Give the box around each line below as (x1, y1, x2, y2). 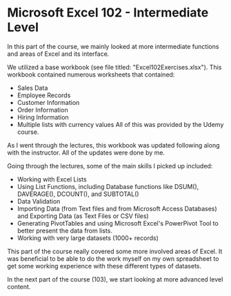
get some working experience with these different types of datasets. (7, 262, 202, 270)
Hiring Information (17, 112, 69, 121)
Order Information (17, 106, 68, 114)
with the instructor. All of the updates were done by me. (7, 148, 165, 157)
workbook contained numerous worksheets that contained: (7, 70, 175, 79)
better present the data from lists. (17, 226, 112, 235)
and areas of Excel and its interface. (7, 50, 110, 58)
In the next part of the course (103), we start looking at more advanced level (7, 275, 223, 284)
